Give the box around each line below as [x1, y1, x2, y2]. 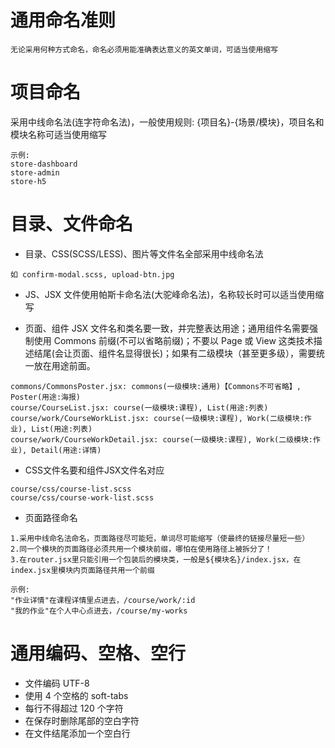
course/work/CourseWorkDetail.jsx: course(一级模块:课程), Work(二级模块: [10, 434, 314, 445]
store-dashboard [10, 159, 78, 169]
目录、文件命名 [10, 213, 134, 236]
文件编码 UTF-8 [24, 677, 90, 689]
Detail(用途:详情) [31, 445, 102, 455]
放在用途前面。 [33, 359, 96, 371]
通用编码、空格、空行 [10, 642, 187, 665]
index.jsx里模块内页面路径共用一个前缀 [10, 565, 155, 575]
